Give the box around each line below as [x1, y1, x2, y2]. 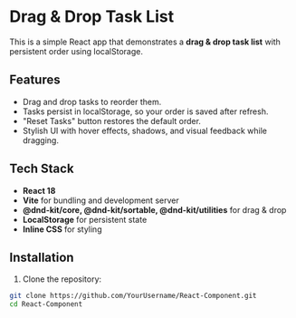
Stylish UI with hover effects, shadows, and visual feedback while [22, 125, 267, 136]
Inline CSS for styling [22, 224, 102, 235]
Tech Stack [9, 161, 74, 177]
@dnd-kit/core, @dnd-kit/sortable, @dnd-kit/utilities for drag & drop [22, 204, 287, 215]
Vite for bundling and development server [22, 195, 179, 206]
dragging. [22, 134, 59, 146]
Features [9, 72, 61, 88]
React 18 [22, 185, 56, 196]
